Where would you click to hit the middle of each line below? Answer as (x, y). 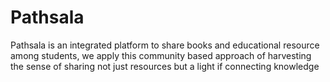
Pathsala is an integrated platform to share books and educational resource (165, 45)
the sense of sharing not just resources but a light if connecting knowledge (165, 66)
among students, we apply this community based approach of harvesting (161, 55)
